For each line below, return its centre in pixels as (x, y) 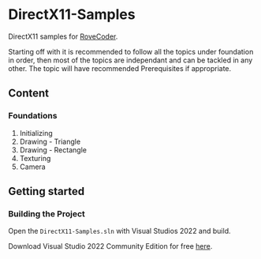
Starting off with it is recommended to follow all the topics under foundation (131, 51)
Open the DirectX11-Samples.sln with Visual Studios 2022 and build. (119, 231)
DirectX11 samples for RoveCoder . (63, 36)
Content (29, 94)
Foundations (33, 116)
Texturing (35, 158)
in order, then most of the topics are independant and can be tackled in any (130, 60)
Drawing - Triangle (50, 141)
